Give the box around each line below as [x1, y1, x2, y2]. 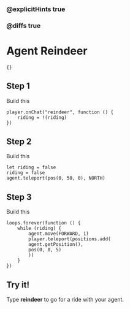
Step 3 [6, 192, 32, 202]
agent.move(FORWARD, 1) [28, 231, 89, 237]
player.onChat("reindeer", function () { [6, 109, 114, 115]
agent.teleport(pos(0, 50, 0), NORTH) [6, 175, 105, 181]
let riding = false [6, 164, 56, 170]
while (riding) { [17, 226, 62, 232]
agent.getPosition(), [28, 242, 84, 248]
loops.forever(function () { [6, 220, 81, 226]
